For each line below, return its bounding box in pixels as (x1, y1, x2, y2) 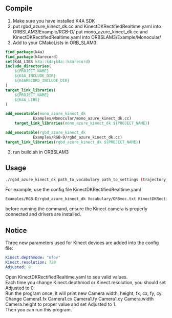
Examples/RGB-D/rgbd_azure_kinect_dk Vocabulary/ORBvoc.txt (5, 196, 137, 202)
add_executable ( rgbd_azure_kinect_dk (5, 130, 86, 135)
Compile (5, 4, 33, 13)
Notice (5, 226, 27, 235)
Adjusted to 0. (5, 285, 35, 291)
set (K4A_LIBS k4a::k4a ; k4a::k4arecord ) (5, 59, 91, 64)
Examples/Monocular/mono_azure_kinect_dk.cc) (32, 116, 132, 121)
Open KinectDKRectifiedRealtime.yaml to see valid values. (5, 274, 128, 280)
